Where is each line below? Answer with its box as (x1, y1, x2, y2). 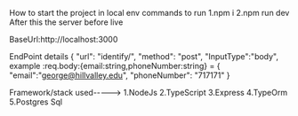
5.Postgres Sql (9, 97, 63, 107)
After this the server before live (9, 17, 124, 27)
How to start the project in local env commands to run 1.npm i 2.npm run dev (9, 8, 290, 18)
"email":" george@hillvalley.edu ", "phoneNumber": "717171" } (9, 70, 230, 81)
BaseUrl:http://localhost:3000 (9, 35, 118, 44)
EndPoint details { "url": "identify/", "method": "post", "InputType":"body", (9, 51, 278, 61)
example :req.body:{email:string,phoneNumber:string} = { (9, 61, 221, 71)
